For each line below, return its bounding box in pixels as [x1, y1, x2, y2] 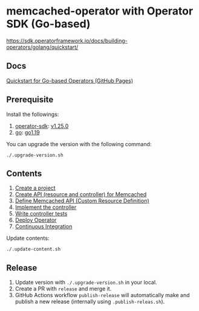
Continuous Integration [15, 223, 73, 230]
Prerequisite [6, 95, 54, 105]
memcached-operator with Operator [6, 4, 194, 18]
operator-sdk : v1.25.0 [15, 122, 69, 129]
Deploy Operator [15, 216, 57, 224]
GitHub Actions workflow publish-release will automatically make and [15, 292, 190, 299]
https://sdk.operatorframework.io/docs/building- [6, 37, 128, 44]
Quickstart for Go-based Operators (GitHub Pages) [6, 77, 134, 84]
